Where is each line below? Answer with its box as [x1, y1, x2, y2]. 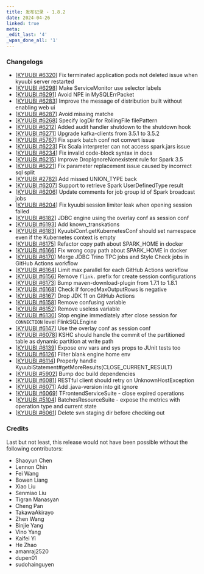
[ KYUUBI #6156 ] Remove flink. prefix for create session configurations [15, 273, 197, 280]
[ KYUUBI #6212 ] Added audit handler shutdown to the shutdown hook [15, 123, 191, 131]
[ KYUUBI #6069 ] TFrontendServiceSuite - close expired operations [15, 389, 185, 397]
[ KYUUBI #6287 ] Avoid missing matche [15, 111, 114, 118]
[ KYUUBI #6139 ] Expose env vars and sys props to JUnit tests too [15, 344, 181, 351]
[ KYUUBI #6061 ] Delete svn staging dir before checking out [15, 409, 165, 416]
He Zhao [15, 541, 37, 548]
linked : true [6, 20, 40, 26]
